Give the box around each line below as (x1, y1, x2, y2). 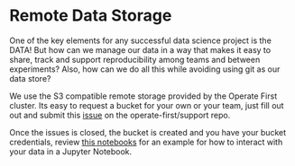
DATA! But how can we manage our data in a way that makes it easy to (9, 44, 272, 55)
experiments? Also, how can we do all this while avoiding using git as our (9, 64, 281, 74)
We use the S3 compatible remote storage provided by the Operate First (9, 91, 278, 101)
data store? (9, 73, 51, 83)
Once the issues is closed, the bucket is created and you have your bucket (9, 127, 287, 137)
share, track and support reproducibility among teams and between (9, 54, 261, 65)
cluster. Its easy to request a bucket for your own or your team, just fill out (9, 100, 284, 110)
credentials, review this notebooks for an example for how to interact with (9, 136, 283, 147)
